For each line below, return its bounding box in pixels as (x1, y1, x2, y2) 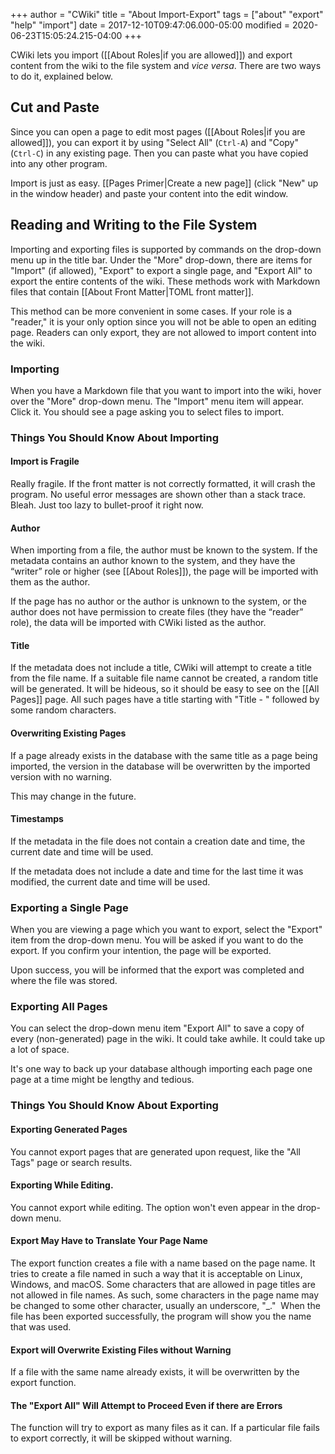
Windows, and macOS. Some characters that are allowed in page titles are (10, 1278, 316, 1290)
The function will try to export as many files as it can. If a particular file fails (10, 1422, 320, 1434)
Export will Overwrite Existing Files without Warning (10, 1344, 232, 1356)
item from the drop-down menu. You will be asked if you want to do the (10, 934, 304, 946)
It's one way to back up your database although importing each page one (10, 1063, 313, 1075)
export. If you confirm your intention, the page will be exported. (10, 945, 272, 957)
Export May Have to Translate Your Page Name (10, 1235, 208, 1247)
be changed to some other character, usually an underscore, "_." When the (10, 1299, 321, 1311)
